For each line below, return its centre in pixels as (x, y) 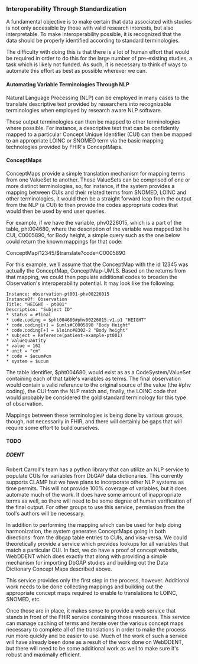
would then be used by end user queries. (56, 211)
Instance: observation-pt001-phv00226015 (58, 294)
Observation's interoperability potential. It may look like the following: (90, 283)
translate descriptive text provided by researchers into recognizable (89, 104)
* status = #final (29, 315)
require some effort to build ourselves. (53, 427)
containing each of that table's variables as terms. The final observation (94, 378)
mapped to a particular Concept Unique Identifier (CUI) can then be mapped (99, 134)
